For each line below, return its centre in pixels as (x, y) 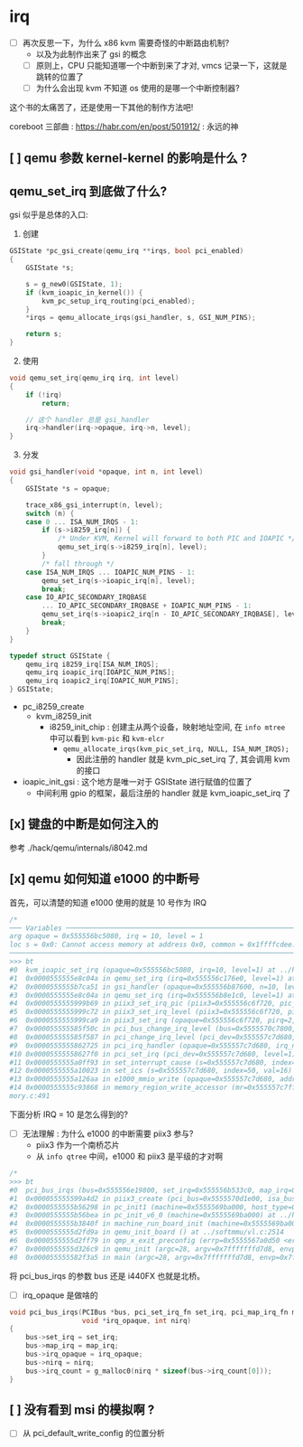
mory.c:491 (30, 1096)
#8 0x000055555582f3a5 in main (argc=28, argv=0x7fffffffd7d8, (133, 1257)
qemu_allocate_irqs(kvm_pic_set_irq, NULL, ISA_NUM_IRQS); (176, 749)
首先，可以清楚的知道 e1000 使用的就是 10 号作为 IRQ (108, 902)
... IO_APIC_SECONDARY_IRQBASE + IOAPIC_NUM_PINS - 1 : (147, 606)
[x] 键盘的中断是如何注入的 (84, 824)
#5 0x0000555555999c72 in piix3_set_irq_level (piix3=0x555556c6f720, (147, 1012)
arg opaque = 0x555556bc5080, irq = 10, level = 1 (106, 936)
